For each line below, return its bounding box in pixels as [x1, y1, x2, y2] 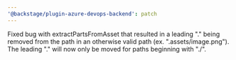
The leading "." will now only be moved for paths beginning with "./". [7, 44, 207, 53]
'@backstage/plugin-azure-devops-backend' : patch [7, 10, 158, 18]
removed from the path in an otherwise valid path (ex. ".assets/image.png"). [7, 37, 230, 46]
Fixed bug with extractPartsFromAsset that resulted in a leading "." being [7, 30, 220, 38]
